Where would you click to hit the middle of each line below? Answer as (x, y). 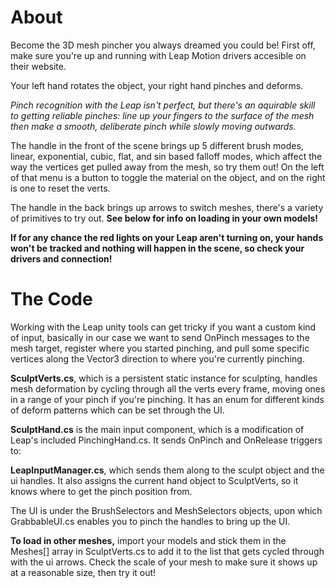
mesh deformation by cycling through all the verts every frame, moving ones (168, 388)
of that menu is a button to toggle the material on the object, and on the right (168, 177)
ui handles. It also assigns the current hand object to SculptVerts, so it (154, 480)
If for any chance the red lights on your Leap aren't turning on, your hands (167, 237)
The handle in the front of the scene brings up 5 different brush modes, (157, 145)
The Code (51, 299)
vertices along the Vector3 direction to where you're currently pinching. (157, 358)
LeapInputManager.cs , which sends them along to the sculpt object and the (167, 470)
